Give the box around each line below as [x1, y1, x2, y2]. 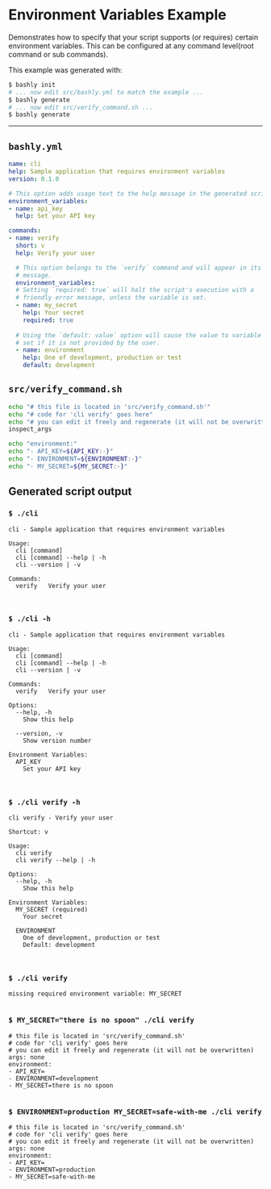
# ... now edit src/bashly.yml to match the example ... [8, 88, 204, 96]
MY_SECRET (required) [15, 906, 89, 914]
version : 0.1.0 [8, 175, 60, 183]
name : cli [8, 160, 42, 169]
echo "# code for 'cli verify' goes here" [8, 410, 153, 419]
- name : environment [15, 346, 85, 354]
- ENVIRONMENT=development [8, 1074, 99, 1083]
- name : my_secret [15, 301, 78, 310]
